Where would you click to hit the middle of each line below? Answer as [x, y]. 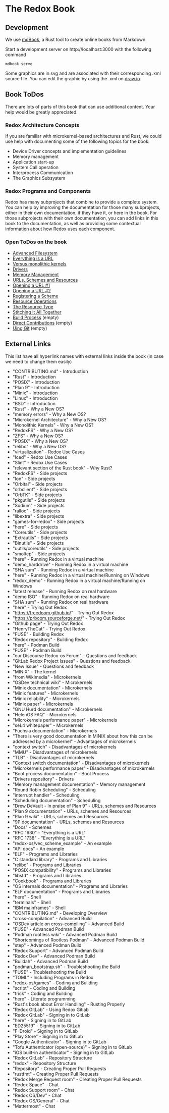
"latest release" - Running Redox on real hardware [65, 591]
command [16, 55]
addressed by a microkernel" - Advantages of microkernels [74, 741]
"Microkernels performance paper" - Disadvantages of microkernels [83, 768]
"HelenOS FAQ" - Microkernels [44, 714]
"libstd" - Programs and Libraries [47, 875]
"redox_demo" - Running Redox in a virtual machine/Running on [79, 580]
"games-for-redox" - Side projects [48, 521]
